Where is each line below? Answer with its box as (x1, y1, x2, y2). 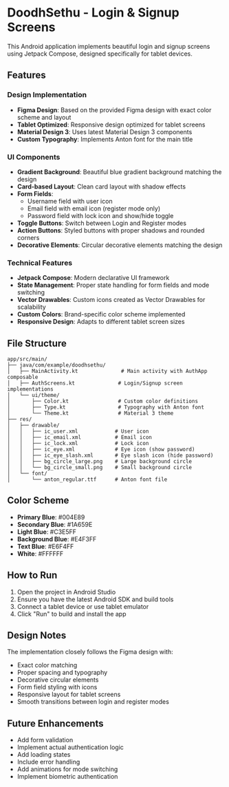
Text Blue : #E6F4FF (17, 542, 74, 550)
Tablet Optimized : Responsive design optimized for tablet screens (17, 120, 206, 129)
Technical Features (7, 258, 73, 268)
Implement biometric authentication (17, 773, 118, 781)
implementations (7, 386, 54, 393)
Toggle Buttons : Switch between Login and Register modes (17, 219, 187, 227)
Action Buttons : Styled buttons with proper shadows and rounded (17, 226, 205, 235)
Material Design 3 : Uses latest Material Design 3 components (17, 127, 193, 136)
